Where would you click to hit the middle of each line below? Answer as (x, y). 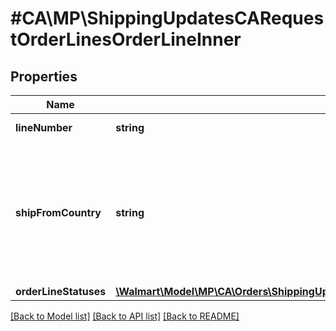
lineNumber (44, 127)
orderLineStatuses (61, 291)
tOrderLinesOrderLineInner (126, 39)
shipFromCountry (58, 212)
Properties (44, 76)
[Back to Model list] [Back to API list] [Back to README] (125, 316)
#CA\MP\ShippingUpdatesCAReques (167, 18)
